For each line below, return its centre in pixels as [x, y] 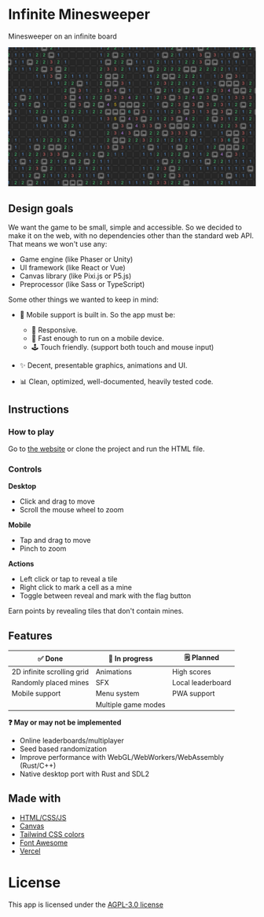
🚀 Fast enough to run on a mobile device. [98, 339]
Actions [21, 564]
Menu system [117, 694]
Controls [25, 469]
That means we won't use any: [58, 244]
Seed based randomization [63, 749]
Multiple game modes [130, 704]
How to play [31, 431]
